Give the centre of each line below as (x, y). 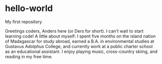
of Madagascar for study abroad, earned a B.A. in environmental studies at (80, 41)
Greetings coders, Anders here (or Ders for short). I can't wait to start (74, 31)
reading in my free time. (29, 56)
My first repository (24, 22)
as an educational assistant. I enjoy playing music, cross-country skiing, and (81, 51)
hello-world (29, 8)
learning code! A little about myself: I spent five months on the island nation (81, 36)
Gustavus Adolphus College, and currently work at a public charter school (79, 46)
